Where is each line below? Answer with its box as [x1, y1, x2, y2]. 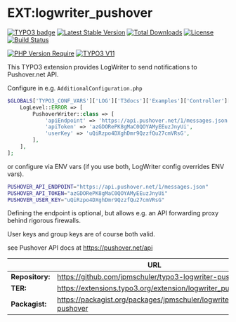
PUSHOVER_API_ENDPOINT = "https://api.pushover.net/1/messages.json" [7, 183, 209, 190]
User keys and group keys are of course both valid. [7, 230, 156, 239]
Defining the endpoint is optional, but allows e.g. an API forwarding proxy [7, 209, 219, 217]
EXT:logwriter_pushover [7, 5, 153, 21]
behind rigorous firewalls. [7, 216, 81, 225]
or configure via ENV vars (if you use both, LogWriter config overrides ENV [7, 162, 225, 170]
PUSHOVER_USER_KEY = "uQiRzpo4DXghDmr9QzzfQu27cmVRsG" [7, 196, 165, 203]
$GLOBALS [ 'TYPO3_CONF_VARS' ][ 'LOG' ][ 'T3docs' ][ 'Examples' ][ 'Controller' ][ [7, 97, 231, 105]
